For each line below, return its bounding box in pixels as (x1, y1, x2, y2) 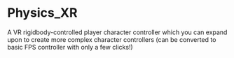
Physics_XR (7, 5, 78, 21)
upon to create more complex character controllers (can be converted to (7, 35, 216, 43)
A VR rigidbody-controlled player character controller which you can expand (7, 28, 228, 36)
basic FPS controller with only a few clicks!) (7, 43, 133, 51)
